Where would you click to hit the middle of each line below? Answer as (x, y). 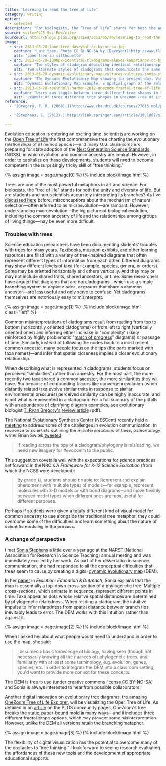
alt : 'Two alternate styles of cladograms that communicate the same (87, 70)
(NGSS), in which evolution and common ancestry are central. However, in (81, 154)
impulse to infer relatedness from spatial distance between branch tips (77, 607)
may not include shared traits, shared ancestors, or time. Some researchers (82, 276)
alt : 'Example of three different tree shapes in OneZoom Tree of (84, 97)
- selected (21, 24)
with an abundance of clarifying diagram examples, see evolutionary (75, 405)
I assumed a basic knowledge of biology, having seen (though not (84, 652)
